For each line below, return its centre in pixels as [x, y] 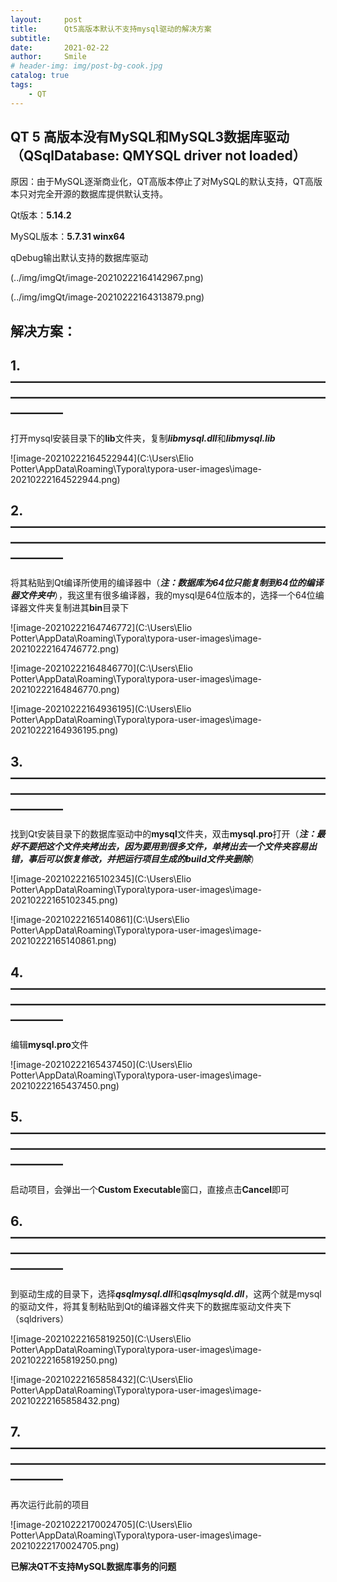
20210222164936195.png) [64, 730]
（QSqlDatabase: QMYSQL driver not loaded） [158, 156]
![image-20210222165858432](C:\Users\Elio [101, 1379]
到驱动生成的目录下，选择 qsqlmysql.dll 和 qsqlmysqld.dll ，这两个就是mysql [166, 1293]
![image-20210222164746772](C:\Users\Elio [101, 628]
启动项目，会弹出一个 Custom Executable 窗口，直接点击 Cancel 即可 [150, 1189]
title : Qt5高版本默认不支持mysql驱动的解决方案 [111, 29]
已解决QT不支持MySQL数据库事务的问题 [93, 1566]
